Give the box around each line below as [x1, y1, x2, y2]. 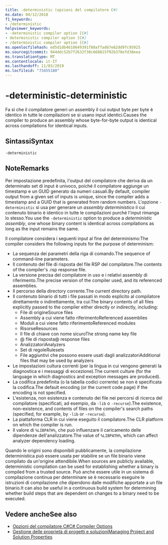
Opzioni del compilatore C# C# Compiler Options [12, 523, 113, 529]
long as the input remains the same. [5, 225, 79, 231]
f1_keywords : [5, 17, 33, 22]
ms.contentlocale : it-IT [5, 59, 57, 64]
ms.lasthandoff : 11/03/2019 [5, 63, 64, 68]
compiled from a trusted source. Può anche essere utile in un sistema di [5, 469, 154, 475]
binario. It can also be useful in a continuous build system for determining [5, 485, 156, 491]
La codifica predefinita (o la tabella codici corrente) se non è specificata [12, 378, 162, 385]
